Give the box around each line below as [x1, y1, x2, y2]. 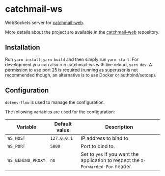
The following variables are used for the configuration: [5, 109, 115, 115]
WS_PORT [7, 143, 26, 149]
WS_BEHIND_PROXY [7, 157, 46, 163]
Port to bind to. [81, 143, 115, 150]
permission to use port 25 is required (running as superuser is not [5, 67, 138, 73]
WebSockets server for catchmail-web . [5, 20, 84, 25]
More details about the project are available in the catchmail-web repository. [5, 29, 160, 35]
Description [105, 124, 134, 130]
